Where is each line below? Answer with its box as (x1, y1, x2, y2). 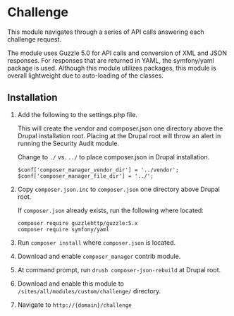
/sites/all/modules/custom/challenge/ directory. (17, 286, 161, 295)
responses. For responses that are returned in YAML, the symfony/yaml (7, 56, 214, 64)
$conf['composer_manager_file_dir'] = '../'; (17, 172, 154, 180)
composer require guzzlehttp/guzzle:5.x (17, 219, 138, 226)
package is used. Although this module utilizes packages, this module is (7, 63, 216, 72)
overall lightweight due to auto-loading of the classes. (7, 71, 164, 80)
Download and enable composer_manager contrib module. (17, 252, 181, 260)
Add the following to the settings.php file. (17, 110, 137, 119)
